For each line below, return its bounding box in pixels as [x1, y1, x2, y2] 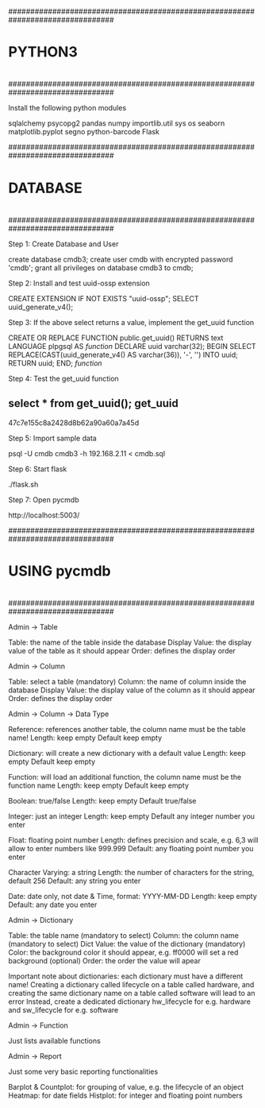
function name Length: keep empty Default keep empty [8, 781, 189, 790]
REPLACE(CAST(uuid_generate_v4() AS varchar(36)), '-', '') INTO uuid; [8, 350, 238, 359]
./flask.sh [8, 479, 39, 489]
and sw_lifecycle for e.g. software [8, 1005, 119, 1014]
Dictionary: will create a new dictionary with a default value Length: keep [8, 748, 246, 757]
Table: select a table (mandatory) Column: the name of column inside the [8, 676, 247, 686]
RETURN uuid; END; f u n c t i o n [8, 358, 102, 368]
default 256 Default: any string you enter [8, 876, 141, 885]
